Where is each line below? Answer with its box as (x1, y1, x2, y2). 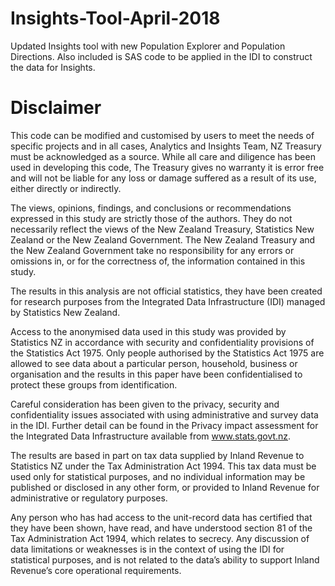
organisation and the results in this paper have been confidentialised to (10, 368, 303, 380)
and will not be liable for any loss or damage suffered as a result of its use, (10, 172, 317, 184)
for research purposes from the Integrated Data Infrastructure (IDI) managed (10, 295, 326, 307)
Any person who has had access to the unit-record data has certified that (10, 511, 313, 523)
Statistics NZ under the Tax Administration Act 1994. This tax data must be (10, 460, 317, 472)
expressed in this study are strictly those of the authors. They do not (10, 212, 293, 224)
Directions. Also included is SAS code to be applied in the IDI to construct (10, 50, 313, 62)
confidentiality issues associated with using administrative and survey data (10, 408, 319, 421)
